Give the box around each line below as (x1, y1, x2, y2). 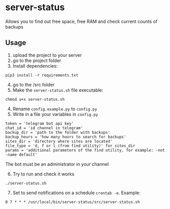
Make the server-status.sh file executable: (12, 87, 103, 93)
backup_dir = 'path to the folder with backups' (5, 130, 110, 135)
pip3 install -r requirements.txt (5, 73, 79, 78)
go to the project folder (12, 57, 62, 64)
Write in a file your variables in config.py (12, 111, 98, 117)
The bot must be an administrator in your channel (5, 161, 109, 167)
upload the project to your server (12, 52, 82, 58)
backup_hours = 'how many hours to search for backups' (5, 134, 126, 139)
